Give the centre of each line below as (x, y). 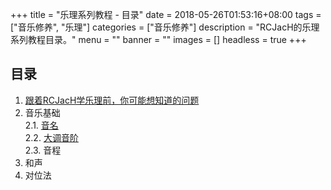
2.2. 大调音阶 (51, 137)
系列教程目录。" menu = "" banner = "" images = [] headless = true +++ (158, 39)
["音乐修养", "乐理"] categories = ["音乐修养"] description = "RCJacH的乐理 (165, 27)
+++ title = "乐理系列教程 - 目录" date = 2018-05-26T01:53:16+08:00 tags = (166, 14)
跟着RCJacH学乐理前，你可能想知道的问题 (112, 100)
